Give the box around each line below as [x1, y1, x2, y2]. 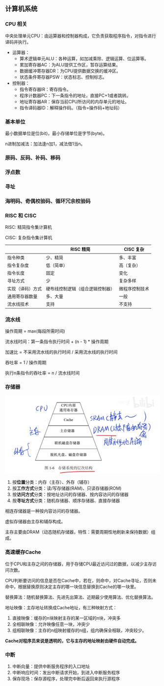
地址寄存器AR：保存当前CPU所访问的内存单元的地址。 [19, 98, 129, 104]
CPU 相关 [5, 21, 27, 28]
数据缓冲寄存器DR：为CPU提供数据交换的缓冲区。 [19, 68, 121, 74]
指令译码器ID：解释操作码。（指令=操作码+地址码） [19, 105, 122, 111]
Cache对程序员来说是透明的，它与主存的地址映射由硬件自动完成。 [5, 638, 139, 644]
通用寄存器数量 [7, 293, 38, 299]
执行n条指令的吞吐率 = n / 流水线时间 [5, 370, 80, 376]
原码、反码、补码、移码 [5, 154, 60, 161]
